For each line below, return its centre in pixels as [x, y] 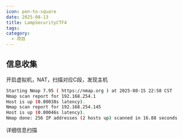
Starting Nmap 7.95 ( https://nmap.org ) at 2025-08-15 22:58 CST [89, 91]
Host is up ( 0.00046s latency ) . [46, 112]
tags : [13, 28]
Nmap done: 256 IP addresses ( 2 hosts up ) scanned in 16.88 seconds [92, 118]
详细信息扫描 [21, 130]
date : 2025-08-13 [27, 17]
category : [18, 34]
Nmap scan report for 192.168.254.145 [54, 107]
